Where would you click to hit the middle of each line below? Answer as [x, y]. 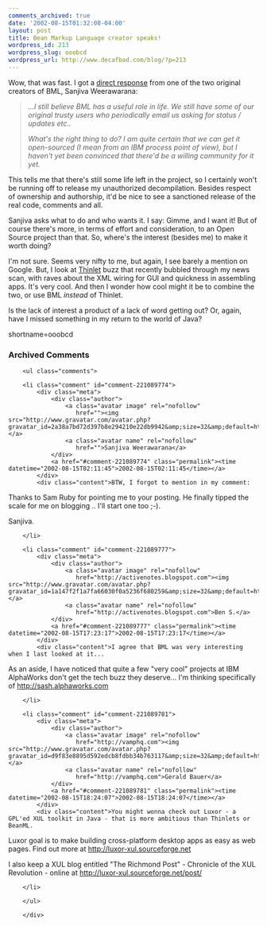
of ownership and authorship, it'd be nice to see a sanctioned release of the [132, 196]
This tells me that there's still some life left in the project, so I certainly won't [133, 179]
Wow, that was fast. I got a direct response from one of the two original [124, 82]
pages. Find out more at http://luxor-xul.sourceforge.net [100, 849]
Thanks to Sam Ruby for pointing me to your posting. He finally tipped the [128, 497]
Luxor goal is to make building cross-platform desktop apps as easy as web [132, 841]
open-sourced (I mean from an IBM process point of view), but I [132, 147]
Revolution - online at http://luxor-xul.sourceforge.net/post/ [105, 873]
